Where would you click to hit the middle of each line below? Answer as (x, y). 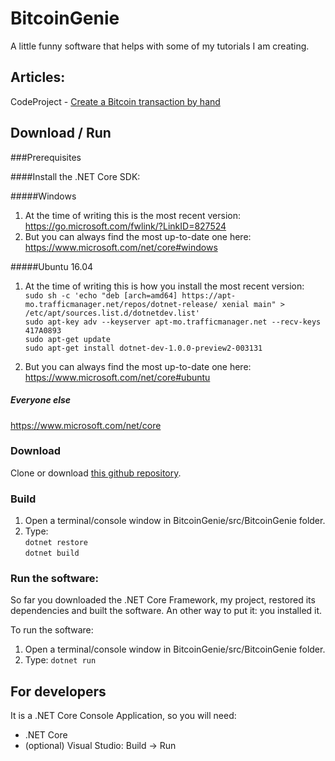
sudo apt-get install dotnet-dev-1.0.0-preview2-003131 (143, 348)
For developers (58, 691)
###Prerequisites (46, 157)
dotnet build (52, 553)
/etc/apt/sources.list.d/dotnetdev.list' (112, 313)
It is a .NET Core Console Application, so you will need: (123, 716)
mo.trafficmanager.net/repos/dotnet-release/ (121, 304)
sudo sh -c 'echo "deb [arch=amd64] (101, 295)
